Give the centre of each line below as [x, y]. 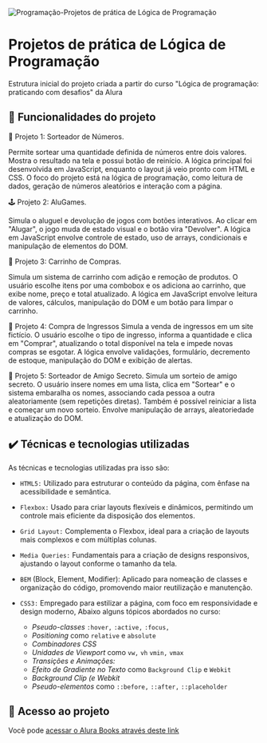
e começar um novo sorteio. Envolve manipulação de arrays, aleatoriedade [131, 409]
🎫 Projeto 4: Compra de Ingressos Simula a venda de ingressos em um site [131, 326]
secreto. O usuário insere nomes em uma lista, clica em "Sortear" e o [122, 384]
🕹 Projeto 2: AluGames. [47, 202]
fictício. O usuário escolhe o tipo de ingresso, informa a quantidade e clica [130, 335]
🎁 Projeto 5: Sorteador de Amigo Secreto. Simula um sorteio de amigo [123, 375]
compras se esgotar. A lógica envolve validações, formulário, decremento [130, 352]
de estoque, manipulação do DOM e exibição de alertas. [100, 360]
